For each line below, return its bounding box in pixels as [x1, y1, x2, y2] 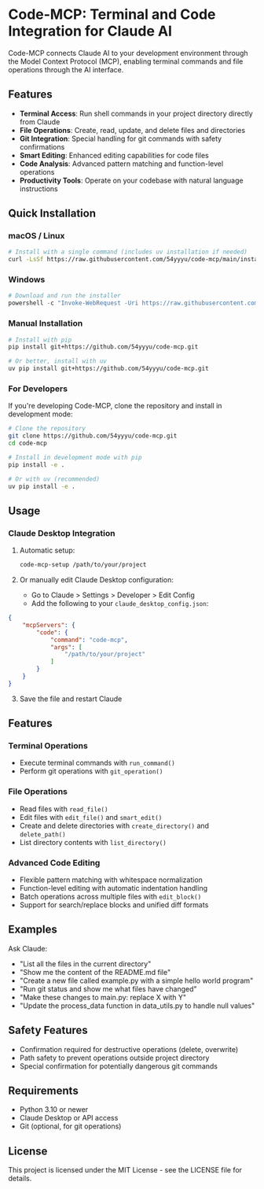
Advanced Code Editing [8, 857, 101, 868]
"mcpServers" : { [22, 621, 76, 629]
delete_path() [19, 830, 66, 839]
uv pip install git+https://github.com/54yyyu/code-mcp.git [8, 364, 210, 373]
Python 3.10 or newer [19, 1105, 89, 1114]
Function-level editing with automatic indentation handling [19, 884, 208, 893]
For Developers [8, 383, 68, 394]
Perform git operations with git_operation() [19, 766, 163, 776]
